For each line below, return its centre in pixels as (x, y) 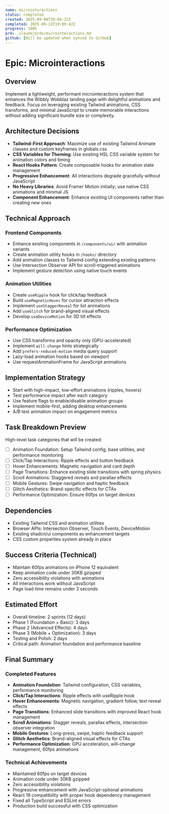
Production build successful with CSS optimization (65, 806)
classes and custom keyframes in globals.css (60, 149)
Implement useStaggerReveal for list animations (61, 305)
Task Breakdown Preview (46, 427)
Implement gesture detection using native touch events (70, 270)
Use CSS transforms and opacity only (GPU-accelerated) (72, 340)
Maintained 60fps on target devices (50, 774)
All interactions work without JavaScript (54, 583)
